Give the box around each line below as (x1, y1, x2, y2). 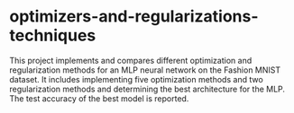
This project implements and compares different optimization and (9, 55, 253, 65)
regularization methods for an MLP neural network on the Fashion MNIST (9, 65, 281, 75)
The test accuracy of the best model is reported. (9, 92, 189, 104)
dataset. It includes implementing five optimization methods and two (9, 74, 263, 84)
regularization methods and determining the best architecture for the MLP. (9, 83, 286, 94)
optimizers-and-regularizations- (9, 6, 259, 27)
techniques (9, 25, 96, 46)
